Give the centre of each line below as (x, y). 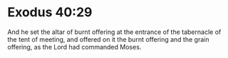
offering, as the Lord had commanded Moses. (74, 47)
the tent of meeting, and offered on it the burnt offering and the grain (108, 39)
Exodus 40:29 (50, 12)
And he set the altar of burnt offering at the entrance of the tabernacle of (114, 32)
